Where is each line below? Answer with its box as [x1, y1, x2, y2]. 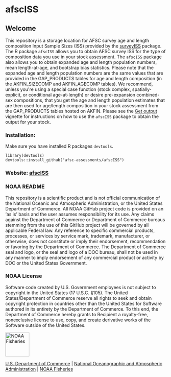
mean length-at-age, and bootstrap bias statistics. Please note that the [5, 65, 154, 70]
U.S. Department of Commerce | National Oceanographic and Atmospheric [5, 360, 162, 366]
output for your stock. [5, 119, 51, 125]
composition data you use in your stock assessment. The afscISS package [5, 54, 162, 60]
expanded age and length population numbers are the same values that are [5, 70, 163, 76]
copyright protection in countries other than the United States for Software [5, 300, 162, 307]
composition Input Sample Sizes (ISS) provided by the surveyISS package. [5, 43, 162, 49]
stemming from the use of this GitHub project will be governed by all [5, 222, 149, 228]
